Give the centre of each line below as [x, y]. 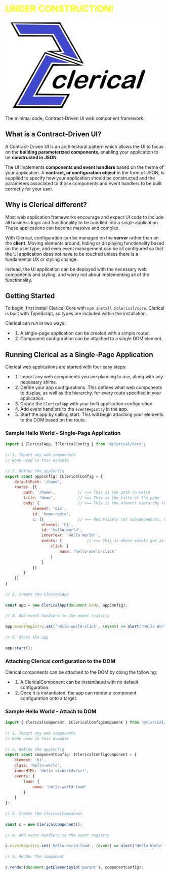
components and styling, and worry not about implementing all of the [77, 275]
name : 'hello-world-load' [59, 787]
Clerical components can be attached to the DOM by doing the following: [81, 672]
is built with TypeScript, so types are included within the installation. [76, 314]
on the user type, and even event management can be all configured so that [84, 248]
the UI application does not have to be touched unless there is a [72, 254]
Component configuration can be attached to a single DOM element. [91, 339]
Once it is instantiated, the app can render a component [78, 692]
